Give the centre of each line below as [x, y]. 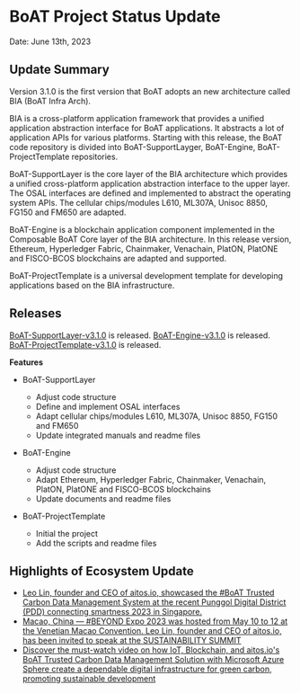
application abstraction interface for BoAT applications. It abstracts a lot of [147, 128]
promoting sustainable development [89, 679]
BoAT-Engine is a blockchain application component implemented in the [142, 229]
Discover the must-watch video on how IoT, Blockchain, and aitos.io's [151, 650]
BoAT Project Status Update [115, 17]
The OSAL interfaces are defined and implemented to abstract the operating [150, 193]
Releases [35, 313]
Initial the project [67, 533]
